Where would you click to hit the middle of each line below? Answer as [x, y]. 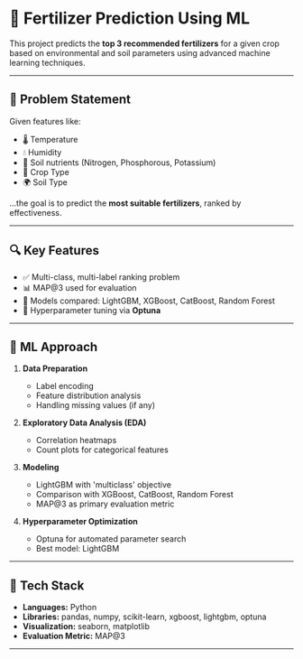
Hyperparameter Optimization [80, 522]
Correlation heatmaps [76, 441]
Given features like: [45, 121]
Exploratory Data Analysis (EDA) [84, 422]
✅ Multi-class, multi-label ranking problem [101, 277]
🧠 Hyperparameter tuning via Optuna [92, 310]
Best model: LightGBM [78, 549]
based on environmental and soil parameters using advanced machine [140, 52]
